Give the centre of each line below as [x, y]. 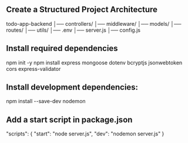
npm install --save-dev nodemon [46, 101]
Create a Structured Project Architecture [82, 10]
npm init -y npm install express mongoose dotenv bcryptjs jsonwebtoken [94, 62]
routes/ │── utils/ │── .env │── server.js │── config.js [73, 30]
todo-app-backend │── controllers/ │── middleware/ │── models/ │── [94, 23]
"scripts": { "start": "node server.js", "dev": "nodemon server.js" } [85, 134]
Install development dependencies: [72, 87]
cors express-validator [33, 69]
